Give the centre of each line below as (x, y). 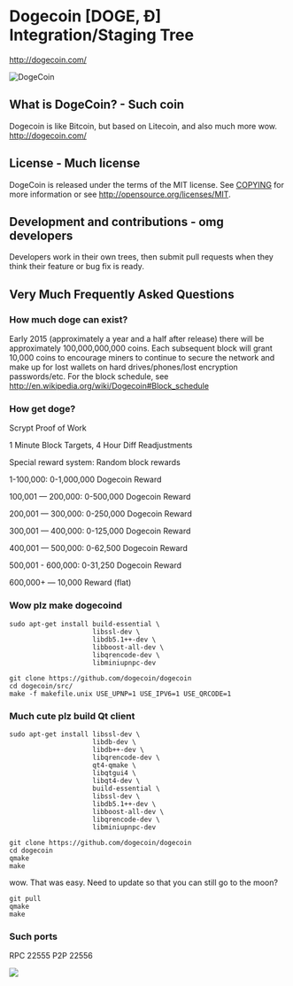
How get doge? (42, 408)
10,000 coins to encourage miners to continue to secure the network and (142, 358)
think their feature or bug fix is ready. (77, 267)
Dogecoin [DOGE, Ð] (85, 16)
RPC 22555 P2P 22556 (51, 956)
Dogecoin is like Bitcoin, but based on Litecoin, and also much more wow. (143, 126)
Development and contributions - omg (116, 222)
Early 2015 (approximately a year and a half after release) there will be (137, 339)
